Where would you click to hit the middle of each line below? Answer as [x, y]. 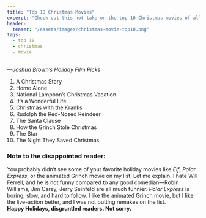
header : [17, 23]
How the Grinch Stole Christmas [56, 127]
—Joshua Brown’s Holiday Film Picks [54, 69]
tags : [14, 35]
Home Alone [31, 88]
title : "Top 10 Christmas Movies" [51, 12]
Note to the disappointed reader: [56, 156]
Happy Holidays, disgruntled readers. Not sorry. [69, 209]
